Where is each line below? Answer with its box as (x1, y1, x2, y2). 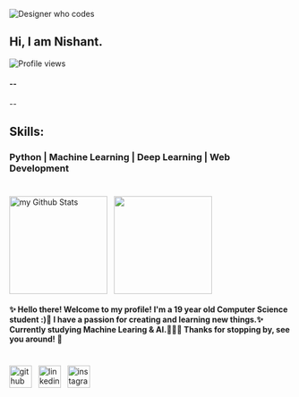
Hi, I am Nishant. (9, 34, 103, 49)
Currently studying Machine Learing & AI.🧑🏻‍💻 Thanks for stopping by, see (9, 325, 291, 335)
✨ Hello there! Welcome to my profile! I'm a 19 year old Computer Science (9, 304, 288, 315)
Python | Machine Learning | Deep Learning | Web (9, 151, 231, 164)
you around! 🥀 (9, 334, 63, 344)
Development (9, 162, 70, 174)
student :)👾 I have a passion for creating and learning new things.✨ (9, 314, 264, 325)
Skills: (9, 124, 45, 139)
